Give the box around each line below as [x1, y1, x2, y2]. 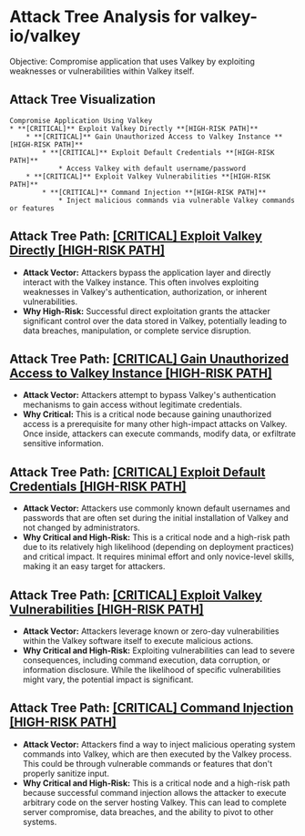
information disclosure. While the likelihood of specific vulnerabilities [22, 665, 281, 675]
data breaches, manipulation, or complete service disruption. [22, 325, 252, 336]
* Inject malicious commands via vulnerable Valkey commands [57, 196, 296, 205]
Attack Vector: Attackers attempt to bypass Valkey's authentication [22, 390, 277, 401]
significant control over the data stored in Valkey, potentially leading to [22, 315, 287, 326]
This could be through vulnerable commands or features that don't [22, 758, 273, 769]
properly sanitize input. [22, 768, 109, 779]
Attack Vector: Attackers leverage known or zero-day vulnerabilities [22, 626, 280, 637]
